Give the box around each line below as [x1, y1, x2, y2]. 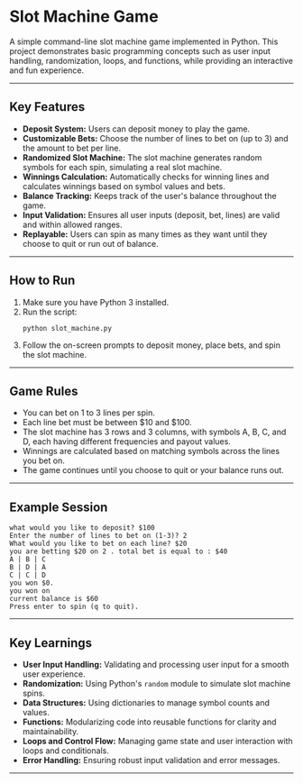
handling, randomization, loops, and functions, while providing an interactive [9, 55, 293, 66]
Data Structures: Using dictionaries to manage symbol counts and [22, 697, 271, 708]
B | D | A [9, 563, 47, 572]
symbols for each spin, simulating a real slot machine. [22, 161, 223, 172]
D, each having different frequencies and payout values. [22, 436, 232, 447]
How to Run [9, 273, 76, 288]
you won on [9, 587, 50, 596]
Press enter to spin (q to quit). [9, 602, 140, 612]
